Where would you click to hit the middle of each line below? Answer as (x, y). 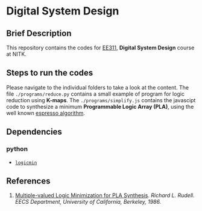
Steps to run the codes (50, 73)
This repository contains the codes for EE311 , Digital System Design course (100, 47)
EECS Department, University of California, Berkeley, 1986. (88, 202)
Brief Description (39, 33)
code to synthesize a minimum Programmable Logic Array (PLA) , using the (100, 106)
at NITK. (17, 54)
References (28, 181)
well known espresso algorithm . (46, 113)
